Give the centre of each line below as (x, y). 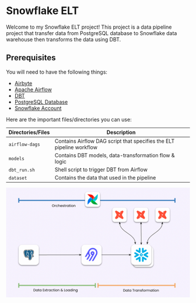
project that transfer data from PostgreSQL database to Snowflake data (92, 33)
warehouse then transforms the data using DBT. (64, 39)
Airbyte (23, 83)
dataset (18, 178)
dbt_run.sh (22, 170)
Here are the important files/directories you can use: (69, 119)
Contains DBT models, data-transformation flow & (115, 155)
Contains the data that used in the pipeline (105, 178)
